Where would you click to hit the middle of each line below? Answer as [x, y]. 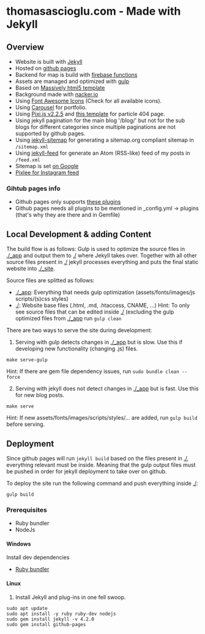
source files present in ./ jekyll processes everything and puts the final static [102, 262]
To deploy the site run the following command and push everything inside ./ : [102, 483]
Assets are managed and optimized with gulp [72, 81]
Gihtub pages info [34, 188]
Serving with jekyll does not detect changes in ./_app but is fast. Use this [107, 389]
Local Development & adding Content [79, 234]
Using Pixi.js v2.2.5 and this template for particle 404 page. [90, 114]
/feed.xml [28, 160]
